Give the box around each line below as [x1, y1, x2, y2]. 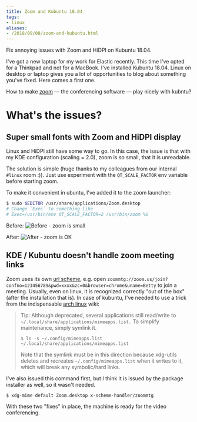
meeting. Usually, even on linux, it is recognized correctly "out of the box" [6, 287, 185, 294]
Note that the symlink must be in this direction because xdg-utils [20, 351, 178, 358]
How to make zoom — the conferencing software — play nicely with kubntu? [6, 88, 192, 95]
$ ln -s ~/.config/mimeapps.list [20, 336, 103, 341]
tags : [6, 14, 19, 20]
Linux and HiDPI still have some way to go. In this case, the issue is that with [6, 148, 191, 155]
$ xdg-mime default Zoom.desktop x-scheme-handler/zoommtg [6, 392, 154, 398]
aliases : [6, 25, 28, 31]
